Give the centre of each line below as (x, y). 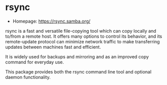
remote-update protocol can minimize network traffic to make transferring (82, 41)
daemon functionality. (28, 77)
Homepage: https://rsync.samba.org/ (51, 21)
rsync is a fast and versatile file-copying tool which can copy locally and (81, 31)
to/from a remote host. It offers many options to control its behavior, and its (84, 36)
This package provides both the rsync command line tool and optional (78, 71)
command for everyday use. (35, 62)
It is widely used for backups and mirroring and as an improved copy (77, 56)
